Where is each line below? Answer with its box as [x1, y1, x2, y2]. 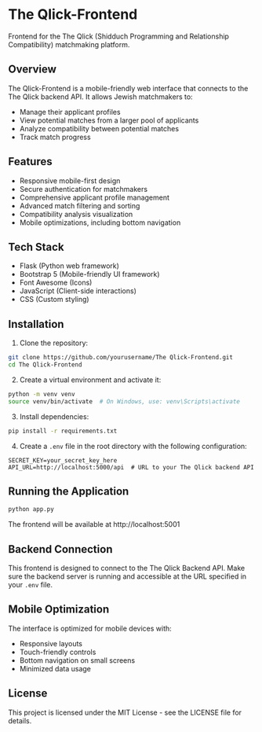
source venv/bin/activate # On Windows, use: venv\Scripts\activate [8, 397, 241, 406]
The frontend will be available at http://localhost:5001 [8, 520, 180, 529]
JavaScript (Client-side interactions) [19, 286, 137, 296]
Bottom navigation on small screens [19, 655, 136, 665]
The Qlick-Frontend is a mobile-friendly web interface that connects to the [8, 83, 249, 93]
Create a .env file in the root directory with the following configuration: [19, 441, 247, 451]
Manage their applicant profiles [19, 107, 121, 116]
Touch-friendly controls [19, 647, 96, 657]
